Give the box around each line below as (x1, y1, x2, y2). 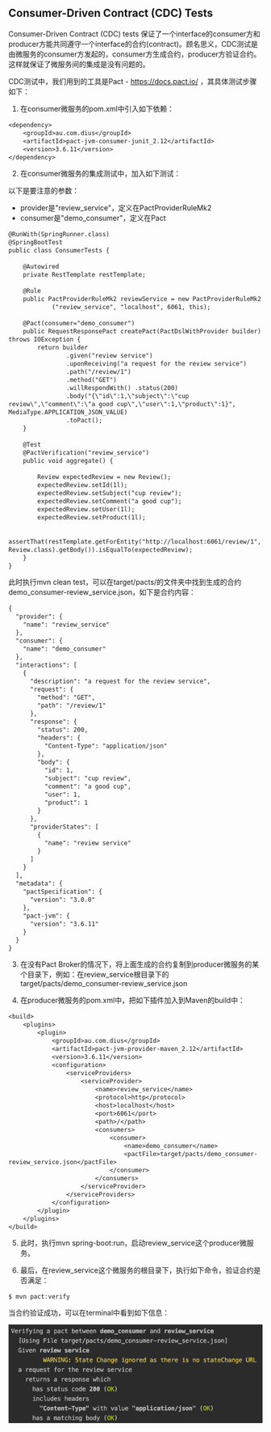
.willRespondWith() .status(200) (65, 383, 179, 392)
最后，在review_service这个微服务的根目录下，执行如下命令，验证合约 (19, 1265, 254, 1275)
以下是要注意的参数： (8, 185, 79, 195)
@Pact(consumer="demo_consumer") (23, 319, 135, 327)
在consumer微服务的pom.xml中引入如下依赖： (19, 104, 175, 113)
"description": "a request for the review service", (29, 677, 211, 685)
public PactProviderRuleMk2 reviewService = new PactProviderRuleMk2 (23, 294, 262, 303)
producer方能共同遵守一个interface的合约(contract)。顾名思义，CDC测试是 (8, 39, 258, 49)
